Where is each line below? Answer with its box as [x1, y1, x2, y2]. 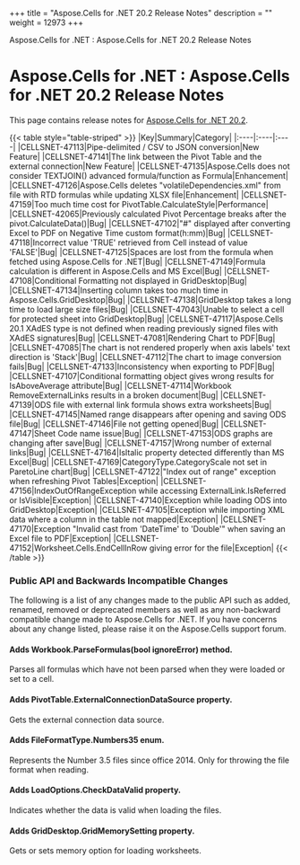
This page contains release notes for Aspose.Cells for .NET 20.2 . [9, 114, 249, 125]
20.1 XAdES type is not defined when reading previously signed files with [9, 322, 279, 333]
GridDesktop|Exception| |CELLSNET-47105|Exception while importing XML [9, 504, 285, 515]
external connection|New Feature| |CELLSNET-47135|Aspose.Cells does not [9, 161, 291, 172]
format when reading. [9, 763, 90, 775]
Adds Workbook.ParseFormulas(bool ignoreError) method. [9, 644, 233, 655]
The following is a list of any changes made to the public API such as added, [9, 595, 291, 605]
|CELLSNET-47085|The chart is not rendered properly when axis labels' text [9, 341, 291, 353]
